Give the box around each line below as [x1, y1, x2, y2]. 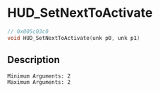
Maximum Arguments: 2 [7, 78, 71, 85]
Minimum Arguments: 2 [7, 72, 71, 80]
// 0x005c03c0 [7, 28, 49, 35]
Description [7, 54, 60, 66]
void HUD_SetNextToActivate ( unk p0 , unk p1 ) [7, 34, 140, 41]
